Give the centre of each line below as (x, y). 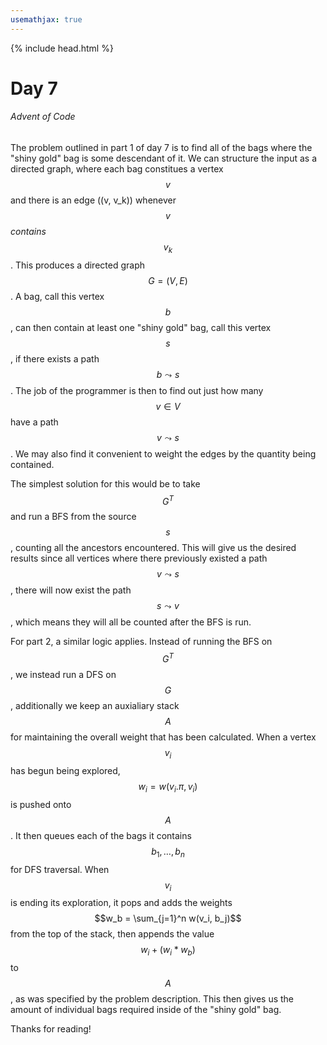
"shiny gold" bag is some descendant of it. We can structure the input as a (163, 158)
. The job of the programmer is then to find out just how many (137, 390)
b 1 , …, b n (168, 852)
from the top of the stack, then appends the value (112, 934)
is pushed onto (41, 804)
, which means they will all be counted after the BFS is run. (131, 622)
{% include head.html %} (62, 48)
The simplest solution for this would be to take (105, 483)
